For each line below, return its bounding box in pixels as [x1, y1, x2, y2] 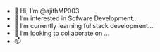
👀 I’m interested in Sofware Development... [13, 14, 139, 22]
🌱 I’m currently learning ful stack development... [13, 22, 154, 30]
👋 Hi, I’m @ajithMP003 [13, 7, 80, 15]
